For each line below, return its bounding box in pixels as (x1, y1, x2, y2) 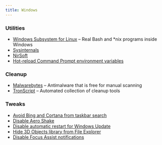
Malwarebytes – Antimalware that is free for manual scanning (12, 82, 143, 89)
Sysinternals (12, 47, 39, 53)
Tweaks (5, 100, 26, 108)
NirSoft (12, 52, 28, 58)
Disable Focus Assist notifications (12, 134, 85, 140)
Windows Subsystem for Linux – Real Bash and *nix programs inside (12, 36, 157, 42)
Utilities (5, 24, 25, 31)
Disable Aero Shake (12, 117, 55, 123)
